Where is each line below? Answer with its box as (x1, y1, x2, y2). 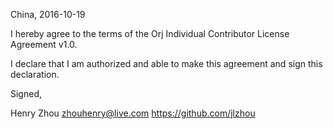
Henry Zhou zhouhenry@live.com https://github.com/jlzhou (10, 107, 256, 119)
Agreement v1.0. (10, 39, 78, 50)
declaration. (10, 69, 60, 80)
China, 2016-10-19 (10, 9, 86, 20)
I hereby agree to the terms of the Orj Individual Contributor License (10, 28, 290, 39)
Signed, (10, 88, 42, 99)
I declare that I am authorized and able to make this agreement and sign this (10, 58, 323, 69)
